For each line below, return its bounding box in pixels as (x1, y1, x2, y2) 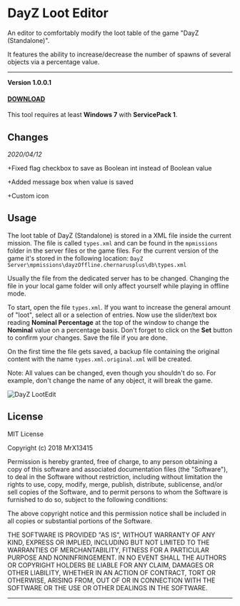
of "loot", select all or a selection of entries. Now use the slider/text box (7, 310, 217, 319)
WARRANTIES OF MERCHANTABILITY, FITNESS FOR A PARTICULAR (7, 545, 209, 554)
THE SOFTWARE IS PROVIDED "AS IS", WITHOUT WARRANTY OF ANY (7, 530, 216, 539)
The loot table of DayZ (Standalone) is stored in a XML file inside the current (7, 231, 232, 240)
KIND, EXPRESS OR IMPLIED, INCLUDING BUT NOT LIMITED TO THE (7, 537, 210, 547)
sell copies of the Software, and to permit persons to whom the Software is (7, 488, 229, 496)
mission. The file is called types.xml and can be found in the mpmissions (7, 238, 218, 247)
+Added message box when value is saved (7, 177, 134, 186)
